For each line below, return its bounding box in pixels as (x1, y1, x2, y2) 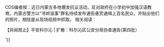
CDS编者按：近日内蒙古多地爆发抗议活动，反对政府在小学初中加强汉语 (5, 4, 148, 10)
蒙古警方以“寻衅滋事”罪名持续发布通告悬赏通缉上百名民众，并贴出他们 (18, 10, 160, 16)
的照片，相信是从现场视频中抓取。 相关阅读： (5, 17, 97, 22)
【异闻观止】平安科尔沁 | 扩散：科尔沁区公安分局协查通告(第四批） (5, 27, 140, 33)
